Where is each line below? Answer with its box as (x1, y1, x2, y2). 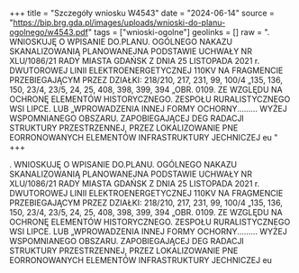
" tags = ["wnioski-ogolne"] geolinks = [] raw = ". (87, 27, 270, 37)
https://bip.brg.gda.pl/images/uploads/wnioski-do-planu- (13, 17, 226, 28)
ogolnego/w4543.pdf (9, 27, 88, 37)
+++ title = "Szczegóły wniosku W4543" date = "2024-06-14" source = (9, 8, 275, 18)
